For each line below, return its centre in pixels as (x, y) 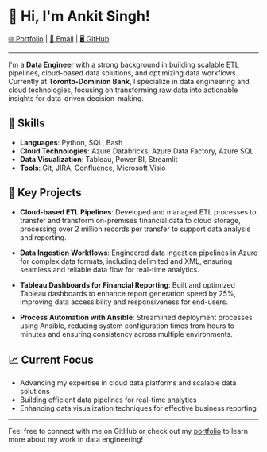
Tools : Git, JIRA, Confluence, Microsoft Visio (93, 168)
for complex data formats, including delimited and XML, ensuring (126, 261)
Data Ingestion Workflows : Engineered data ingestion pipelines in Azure (139, 253)
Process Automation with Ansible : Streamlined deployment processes (136, 317)
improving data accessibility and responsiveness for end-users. (124, 302)
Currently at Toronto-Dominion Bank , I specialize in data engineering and (129, 81)
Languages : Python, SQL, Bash (71, 142)
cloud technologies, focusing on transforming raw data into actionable (123, 90)
